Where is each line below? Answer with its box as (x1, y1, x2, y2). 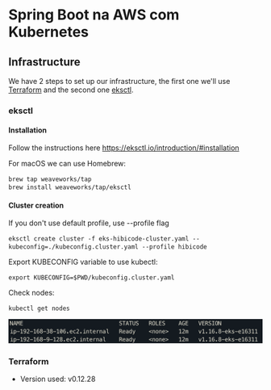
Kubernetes (8, 23, 90, 41)
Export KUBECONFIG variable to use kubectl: (8, 257, 158, 267)
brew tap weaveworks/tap (8, 175, 92, 183)
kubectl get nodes (8, 304, 70, 312)
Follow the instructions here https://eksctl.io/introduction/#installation (8, 143, 240, 153)
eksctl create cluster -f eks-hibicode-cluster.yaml (8, 235, 190, 243)
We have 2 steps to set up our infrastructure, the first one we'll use (8, 77, 231, 86)
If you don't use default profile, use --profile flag (8, 218, 169, 228)
